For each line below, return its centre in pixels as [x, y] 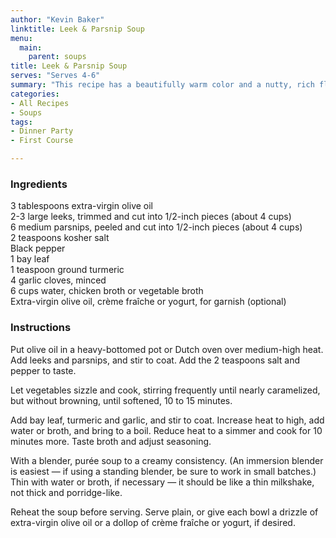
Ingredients [39, 184]
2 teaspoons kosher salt [60, 238]
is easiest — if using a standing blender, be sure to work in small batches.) [163, 471]
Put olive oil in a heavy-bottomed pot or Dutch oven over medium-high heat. [167, 349]
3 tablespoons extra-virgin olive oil [82, 206]
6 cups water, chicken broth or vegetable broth [107, 291]
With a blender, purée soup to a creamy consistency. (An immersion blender [167, 460]
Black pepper [38, 248]
